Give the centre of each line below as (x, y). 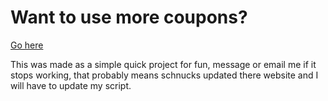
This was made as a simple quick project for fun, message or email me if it (163, 64)
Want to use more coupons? (129, 17)
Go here (27, 45)
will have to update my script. (71, 85)
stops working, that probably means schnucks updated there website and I (164, 75)
